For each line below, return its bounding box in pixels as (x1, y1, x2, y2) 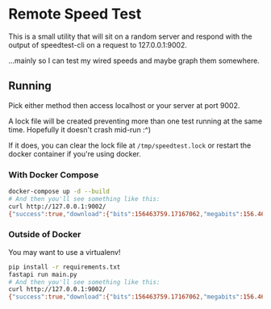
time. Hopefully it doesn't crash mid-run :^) (8, 124, 152, 134)
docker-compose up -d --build (8, 187, 110, 196)
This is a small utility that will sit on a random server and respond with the (8, 31, 252, 41)
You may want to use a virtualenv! (8, 247, 121, 257)
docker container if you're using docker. (8, 148, 141, 158)
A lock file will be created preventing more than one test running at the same (8, 116, 263, 126)
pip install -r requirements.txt (8, 263, 121, 271)
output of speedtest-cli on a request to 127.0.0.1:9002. (8, 40, 188, 49)
